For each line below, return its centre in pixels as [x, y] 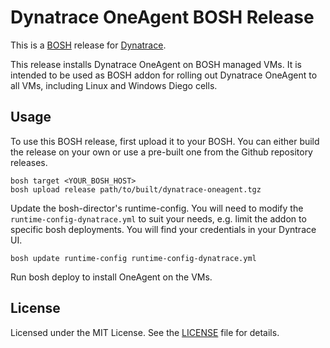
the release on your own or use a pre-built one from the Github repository [161, 152]
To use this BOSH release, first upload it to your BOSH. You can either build [165, 141]
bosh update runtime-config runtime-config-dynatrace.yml [133, 258]
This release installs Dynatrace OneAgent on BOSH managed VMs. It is [156, 64]
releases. [29, 162]
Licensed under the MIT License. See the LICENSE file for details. [145, 332]
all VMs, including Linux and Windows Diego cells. [114, 85]
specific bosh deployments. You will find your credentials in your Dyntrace [163, 229]
